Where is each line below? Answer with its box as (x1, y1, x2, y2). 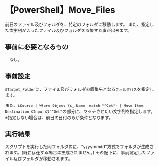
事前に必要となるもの (5, 43, 69, 51)
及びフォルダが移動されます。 (13, 156, 72, 162)
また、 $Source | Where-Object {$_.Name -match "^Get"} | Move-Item (5, 102, 144, 108)
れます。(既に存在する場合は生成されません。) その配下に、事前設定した (5, 150, 146, 155)
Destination (5, 109, 29, 114)
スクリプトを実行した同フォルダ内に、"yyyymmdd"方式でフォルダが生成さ (5, 144, 154, 150)
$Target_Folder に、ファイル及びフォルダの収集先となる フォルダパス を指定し (5, 86, 154, 92)
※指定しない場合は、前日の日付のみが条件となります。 (5, 114, 114, 120)
